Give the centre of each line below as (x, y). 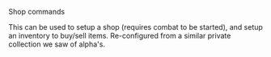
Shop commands (37, 12)
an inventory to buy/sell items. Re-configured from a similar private (120, 36)
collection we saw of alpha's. (57, 44)
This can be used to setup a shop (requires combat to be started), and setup (135, 27)
